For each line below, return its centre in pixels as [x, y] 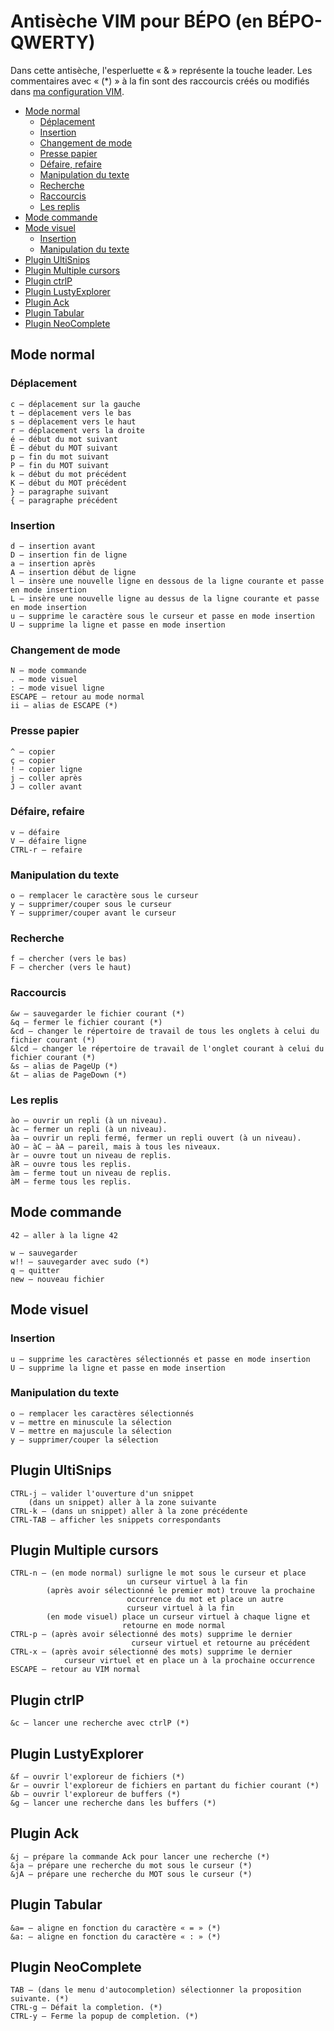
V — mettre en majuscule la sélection [91, 1431]
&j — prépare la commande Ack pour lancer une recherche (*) [140, 1856]
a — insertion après [53, 563]
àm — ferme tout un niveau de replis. [91, 1173]
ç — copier [33, 760]
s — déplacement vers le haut [73, 421]
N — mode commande [48, 671]
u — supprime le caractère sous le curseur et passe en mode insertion [162, 616]
